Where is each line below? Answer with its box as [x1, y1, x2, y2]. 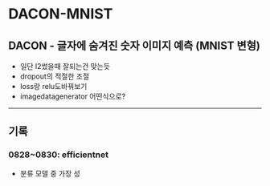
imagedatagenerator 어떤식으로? [19, 91, 126, 101]
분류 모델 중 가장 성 [19, 168, 80, 178]
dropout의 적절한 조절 [19, 71, 90, 81]
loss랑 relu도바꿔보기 [19, 82, 88, 91]
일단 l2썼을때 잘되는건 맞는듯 [19, 62, 111, 71]
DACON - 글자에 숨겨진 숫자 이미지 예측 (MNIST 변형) [8, 38, 261, 52]
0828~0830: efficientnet [8, 149, 108, 160]
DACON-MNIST [8, 5, 113, 23]
